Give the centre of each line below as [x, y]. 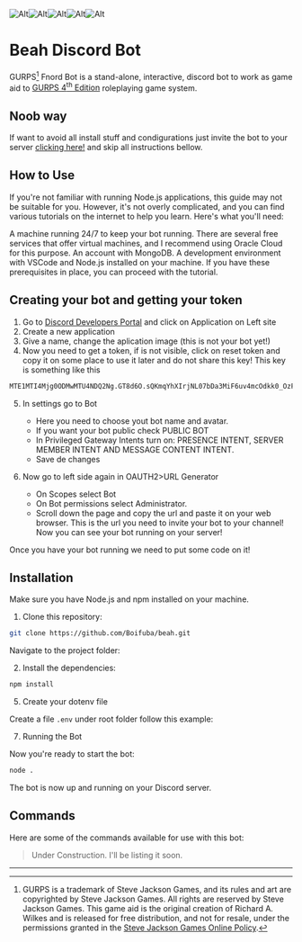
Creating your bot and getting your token [126, 300]
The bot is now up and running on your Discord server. [111, 788]
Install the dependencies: [69, 668]
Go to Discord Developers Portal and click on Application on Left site [149, 322]
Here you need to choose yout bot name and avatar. [132, 421]
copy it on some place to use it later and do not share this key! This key [154, 360]
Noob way [38, 116]
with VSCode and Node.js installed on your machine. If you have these [140, 262]
